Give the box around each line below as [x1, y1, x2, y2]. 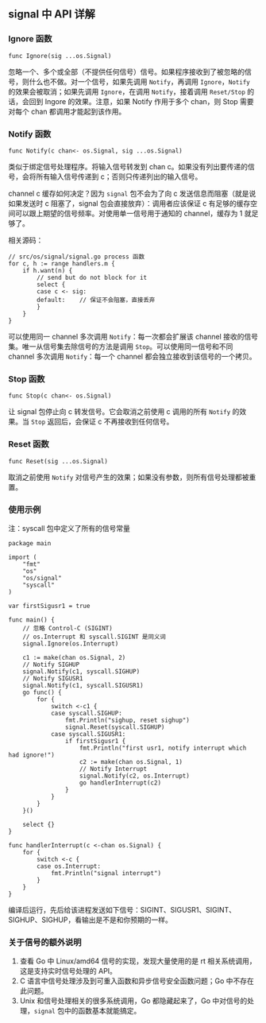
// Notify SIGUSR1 [22, 674, 83, 682]
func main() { [8, 615, 56, 624]
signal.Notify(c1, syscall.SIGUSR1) [22, 681, 145, 689]
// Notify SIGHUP [22, 661, 80, 668]
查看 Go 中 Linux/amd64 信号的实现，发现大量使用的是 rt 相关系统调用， [19, 956, 256, 966]
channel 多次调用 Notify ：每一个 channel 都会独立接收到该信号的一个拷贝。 [8, 351, 256, 361]
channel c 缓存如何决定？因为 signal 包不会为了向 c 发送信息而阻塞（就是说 [8, 188, 256, 198]
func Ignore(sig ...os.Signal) [8, 52, 112, 60]
